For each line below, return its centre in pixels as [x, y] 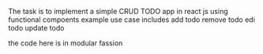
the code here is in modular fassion [66, 43]
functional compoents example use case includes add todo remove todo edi [131, 20]
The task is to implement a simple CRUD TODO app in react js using [118, 11]
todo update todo [36, 28]
